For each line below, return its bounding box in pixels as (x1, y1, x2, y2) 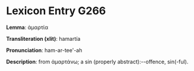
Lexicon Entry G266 (6, 4, 106, 18)
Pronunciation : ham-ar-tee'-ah (6, 46, 82, 54)
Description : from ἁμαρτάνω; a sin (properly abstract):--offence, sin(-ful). (6, 58, 189, 65)
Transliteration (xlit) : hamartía (6, 35, 81, 42)
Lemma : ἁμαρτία (6, 24, 49, 31)
